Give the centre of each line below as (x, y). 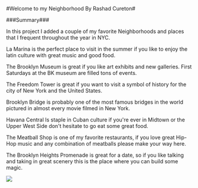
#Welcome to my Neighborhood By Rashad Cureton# (71, 9)
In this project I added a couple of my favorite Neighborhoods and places (95, 31)
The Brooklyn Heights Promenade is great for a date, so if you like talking (95, 155)
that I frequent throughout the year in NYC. (58, 37)
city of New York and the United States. (54, 90)
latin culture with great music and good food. (61, 55)
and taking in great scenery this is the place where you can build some (92, 161)
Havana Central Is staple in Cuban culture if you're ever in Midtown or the (95, 120)
